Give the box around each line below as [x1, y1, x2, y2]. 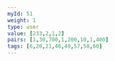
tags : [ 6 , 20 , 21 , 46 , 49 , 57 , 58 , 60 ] [7, 43, 102, 50]
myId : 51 [7, 10, 33, 18]
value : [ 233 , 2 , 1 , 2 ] [7, 29, 65, 37]
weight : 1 [7, 17, 37, 24]
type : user [7, 23, 40, 30]
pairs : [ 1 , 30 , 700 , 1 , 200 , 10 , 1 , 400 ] [7, 36, 109, 43]
